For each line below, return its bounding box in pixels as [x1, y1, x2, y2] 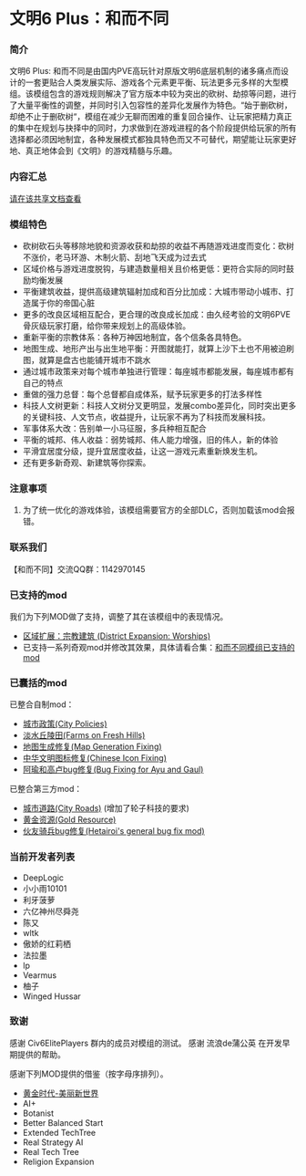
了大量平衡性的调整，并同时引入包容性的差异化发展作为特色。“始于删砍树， [9, 99, 293, 110]
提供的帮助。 [16, 1048, 66, 1059]
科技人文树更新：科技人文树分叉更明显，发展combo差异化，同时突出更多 [22, 401, 297, 411]
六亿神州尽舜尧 [22, 905, 79, 917]
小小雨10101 [22, 882, 67, 894]
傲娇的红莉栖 [22, 938, 71, 949]
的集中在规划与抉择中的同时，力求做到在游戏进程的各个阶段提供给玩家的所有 [9, 122, 297, 133]
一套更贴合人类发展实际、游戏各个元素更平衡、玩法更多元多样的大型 [25, 77, 280, 88]
